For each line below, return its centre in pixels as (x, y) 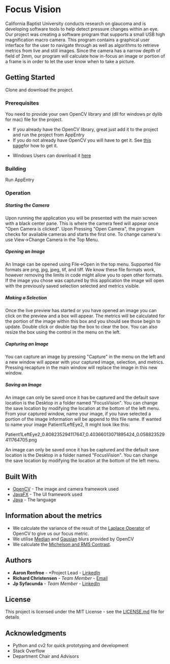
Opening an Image (25, 251)
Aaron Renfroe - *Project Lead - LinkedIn (56, 573)
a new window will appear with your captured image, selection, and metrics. (85, 362)
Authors (19, 560)
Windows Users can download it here (52, 156)
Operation (18, 193)
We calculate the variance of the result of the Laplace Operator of (81, 528)
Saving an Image (24, 385)
